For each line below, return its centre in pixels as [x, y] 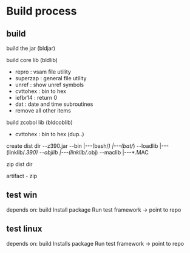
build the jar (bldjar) [31, 48]
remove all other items [43, 110]
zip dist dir [19, 164]
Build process [42, 11]
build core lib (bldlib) [32, 60]
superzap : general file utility [51, 78]
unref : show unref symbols [49, 85]
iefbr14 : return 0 [36, 98]
